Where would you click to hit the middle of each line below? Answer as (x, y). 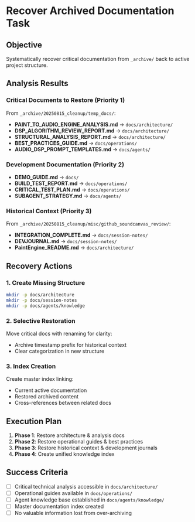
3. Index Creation (31, 366)
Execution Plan (34, 421)
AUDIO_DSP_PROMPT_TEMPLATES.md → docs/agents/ (83, 149)
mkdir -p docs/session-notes (42, 300)
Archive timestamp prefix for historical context (71, 344)
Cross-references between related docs (63, 403)
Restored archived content (47, 397)
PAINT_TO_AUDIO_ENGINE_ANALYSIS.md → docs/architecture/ (94, 124)
